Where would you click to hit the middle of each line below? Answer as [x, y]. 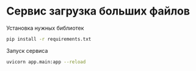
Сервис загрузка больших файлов [98, 11]
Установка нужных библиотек [45, 28]
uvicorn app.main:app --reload [46, 62]
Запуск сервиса [27, 50]
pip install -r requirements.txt [49, 39]
